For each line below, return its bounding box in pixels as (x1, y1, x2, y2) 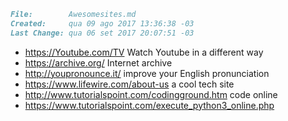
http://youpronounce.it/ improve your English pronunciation (24, 67, 270, 79)
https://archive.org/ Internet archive (24, 56, 173, 69)
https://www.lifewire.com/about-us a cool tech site (24, 78, 235, 90)
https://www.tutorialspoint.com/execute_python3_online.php (24, 99, 275, 111)
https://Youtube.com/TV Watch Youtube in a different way (24, 46, 264, 58)
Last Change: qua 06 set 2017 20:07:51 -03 (10, 28, 195, 38)
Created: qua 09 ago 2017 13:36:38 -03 (10, 18, 195, 29)
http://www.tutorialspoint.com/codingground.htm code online (24, 88, 278, 100)
